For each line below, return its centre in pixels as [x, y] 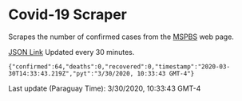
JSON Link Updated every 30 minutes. [71, 52]
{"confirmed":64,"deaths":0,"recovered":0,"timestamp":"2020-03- [119, 66]
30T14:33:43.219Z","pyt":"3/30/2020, [71, 73]
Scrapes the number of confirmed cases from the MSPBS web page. [121, 37]
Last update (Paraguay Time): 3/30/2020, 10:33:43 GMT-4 [105, 88]
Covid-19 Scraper [68, 15]
